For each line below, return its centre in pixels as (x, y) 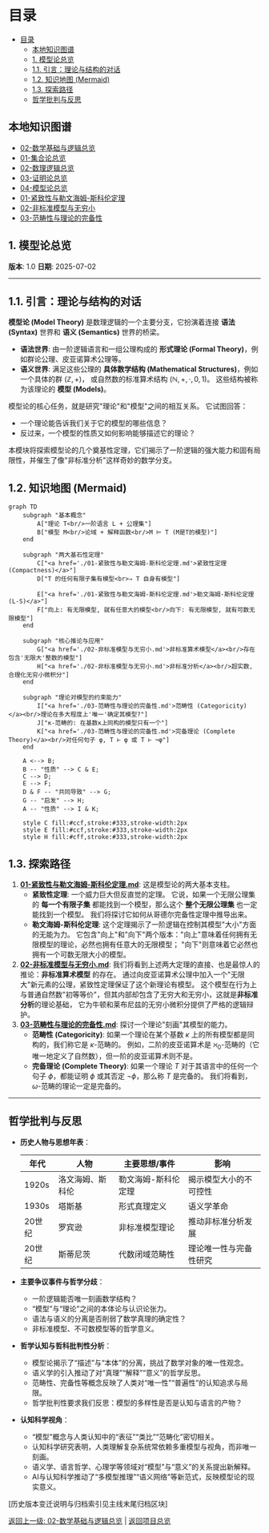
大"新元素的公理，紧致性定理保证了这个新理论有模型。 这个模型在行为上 (139, 984)
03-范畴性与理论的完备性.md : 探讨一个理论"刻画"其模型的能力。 (126, 1024)
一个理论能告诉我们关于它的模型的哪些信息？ (94, 423)
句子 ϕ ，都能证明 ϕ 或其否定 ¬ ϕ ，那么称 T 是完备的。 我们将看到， (142, 1076)
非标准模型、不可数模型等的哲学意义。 (95, 1328)
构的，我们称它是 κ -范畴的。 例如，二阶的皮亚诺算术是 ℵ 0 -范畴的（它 (146, 1045)
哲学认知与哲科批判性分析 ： (66, 1346)
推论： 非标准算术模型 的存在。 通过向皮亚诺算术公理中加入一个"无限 (132, 974)
